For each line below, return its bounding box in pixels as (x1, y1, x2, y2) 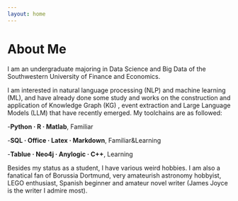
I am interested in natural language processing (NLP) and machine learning (7, 86, 226, 94)
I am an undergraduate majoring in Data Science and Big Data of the (7, 65, 207, 73)
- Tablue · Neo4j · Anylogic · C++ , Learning (7, 150, 133, 158)
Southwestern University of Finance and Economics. (7, 72, 161, 80)
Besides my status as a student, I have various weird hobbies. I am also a (7, 163, 221, 172)
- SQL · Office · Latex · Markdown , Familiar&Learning (7, 136, 161, 144)
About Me (7, 40, 67, 57)
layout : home (7, 10, 46, 18)
